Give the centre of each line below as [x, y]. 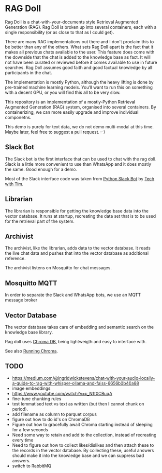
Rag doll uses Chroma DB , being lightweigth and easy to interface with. [76, 342]
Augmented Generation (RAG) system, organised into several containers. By [81, 107]
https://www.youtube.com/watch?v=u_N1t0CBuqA [62, 393]
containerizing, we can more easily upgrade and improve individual [72, 112]
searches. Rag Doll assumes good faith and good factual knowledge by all [79, 67]
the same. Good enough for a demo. [41, 169]
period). [20, 409]
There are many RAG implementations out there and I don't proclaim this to [80, 41]
